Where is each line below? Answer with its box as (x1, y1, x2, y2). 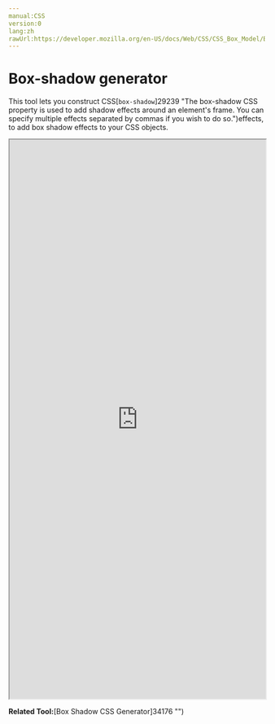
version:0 (8, 20, 42, 28)
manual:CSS (8, 11, 46, 20)
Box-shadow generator (8, 70, 168, 88)
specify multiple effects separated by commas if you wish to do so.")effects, (8, 114, 264, 124)
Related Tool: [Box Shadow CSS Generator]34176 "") (8, 707, 185, 717)
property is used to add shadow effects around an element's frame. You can (8, 105, 264, 115)
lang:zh (8, 27, 35, 35)
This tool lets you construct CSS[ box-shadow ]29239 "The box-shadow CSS (8, 97, 259, 107)
